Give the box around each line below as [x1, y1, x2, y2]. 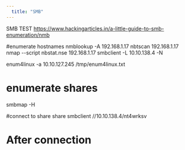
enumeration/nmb [6, 31, 50, 39]
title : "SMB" [11, 8, 44, 15]
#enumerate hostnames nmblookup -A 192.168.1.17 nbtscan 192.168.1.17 [6, 43, 179, 50]
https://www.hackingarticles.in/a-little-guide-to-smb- [33, 25, 164, 32]
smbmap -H [6, 101, 36, 108]
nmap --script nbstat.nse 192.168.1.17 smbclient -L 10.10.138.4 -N [6, 49, 163, 56]
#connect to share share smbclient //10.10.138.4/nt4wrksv [6, 112, 147, 119]
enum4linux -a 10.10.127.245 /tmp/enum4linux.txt [6, 60, 126, 68]
